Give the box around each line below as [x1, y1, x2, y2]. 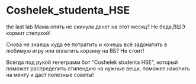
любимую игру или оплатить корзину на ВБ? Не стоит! [6, 47, 144, 54]
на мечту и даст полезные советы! [6, 71, 94, 78]
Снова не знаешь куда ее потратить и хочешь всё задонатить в [6, 41, 168, 48]
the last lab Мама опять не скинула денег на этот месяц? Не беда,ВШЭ [6, 23, 185, 30]
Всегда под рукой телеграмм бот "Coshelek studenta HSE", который [6, 59, 178, 66]
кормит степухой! [6, 29, 52, 36]
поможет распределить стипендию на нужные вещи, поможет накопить [6, 64, 191, 72]
